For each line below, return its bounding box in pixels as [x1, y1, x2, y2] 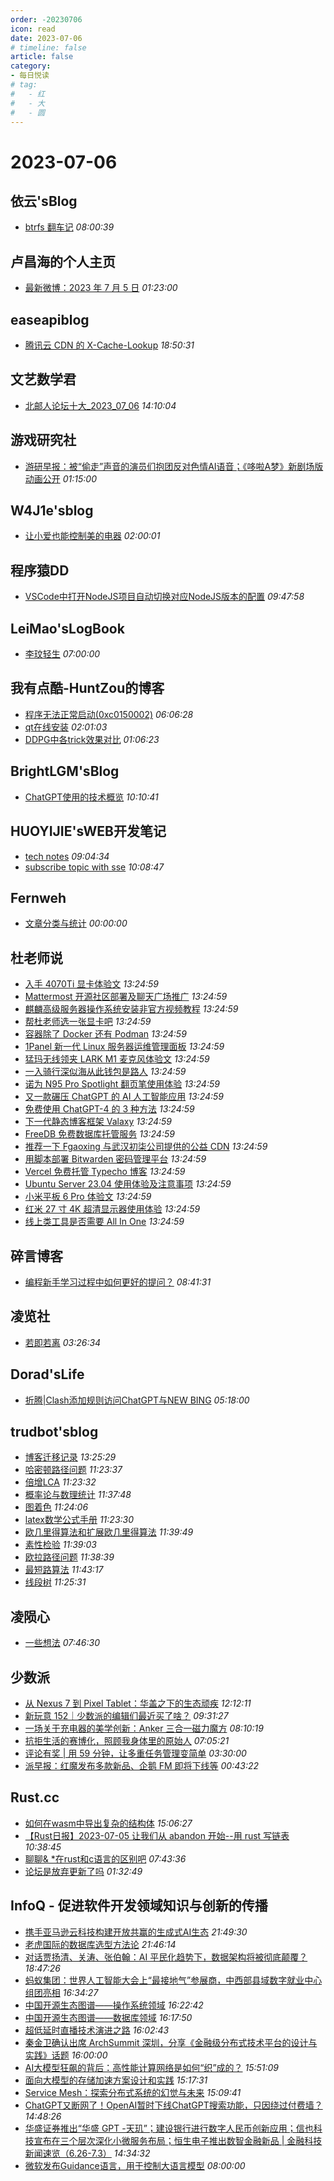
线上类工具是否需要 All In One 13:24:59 [24, 1216, 185, 1228]
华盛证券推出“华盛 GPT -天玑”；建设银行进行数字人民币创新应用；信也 [24, 2122, 314, 2134]
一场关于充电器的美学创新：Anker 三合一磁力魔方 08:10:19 [24, 1722, 264, 1734]
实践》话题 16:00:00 [24, 2049, 108, 2061]
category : [10, 61, 52, 71]
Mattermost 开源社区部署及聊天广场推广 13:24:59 [24, 991, 228, 1003]
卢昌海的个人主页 [10, 253, 116, 270]
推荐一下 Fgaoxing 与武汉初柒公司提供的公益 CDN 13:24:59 [24, 1141, 268, 1153]
